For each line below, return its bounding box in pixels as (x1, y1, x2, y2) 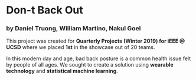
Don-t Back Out (6, 4, 84, 17)
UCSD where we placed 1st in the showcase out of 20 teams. (6, 44, 155, 51)
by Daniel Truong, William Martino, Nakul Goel (6, 25, 141, 33)
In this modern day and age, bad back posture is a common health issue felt (6, 55, 191, 62)
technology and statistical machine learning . (6, 68, 118, 75)
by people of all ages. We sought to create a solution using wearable (6, 61, 174, 68)
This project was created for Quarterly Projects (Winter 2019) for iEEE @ (6, 37, 185, 44)
